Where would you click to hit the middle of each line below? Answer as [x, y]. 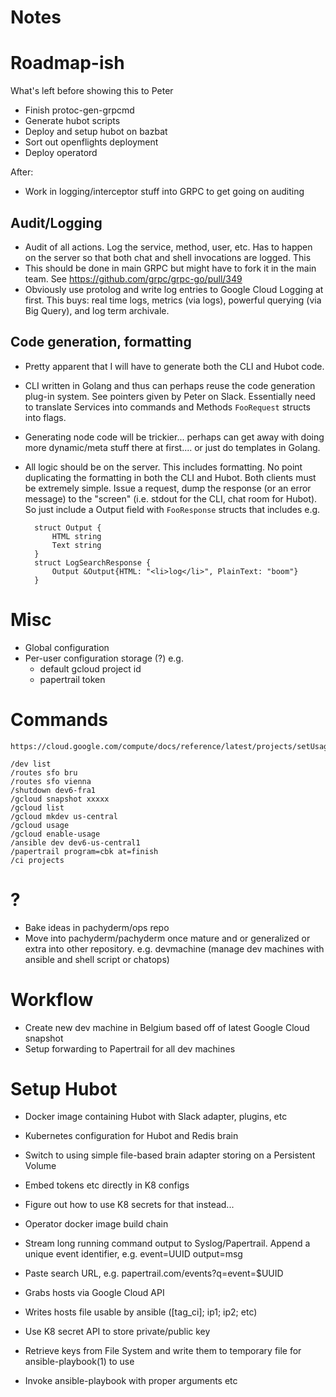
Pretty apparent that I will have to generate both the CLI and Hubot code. [174, 366]
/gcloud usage [40, 825]
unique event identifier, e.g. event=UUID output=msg [133, 1254]
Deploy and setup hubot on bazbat [96, 132]
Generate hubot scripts [72, 121]
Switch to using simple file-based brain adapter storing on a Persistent [170, 1155]
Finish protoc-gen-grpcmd [79, 110]
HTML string [76, 536]
